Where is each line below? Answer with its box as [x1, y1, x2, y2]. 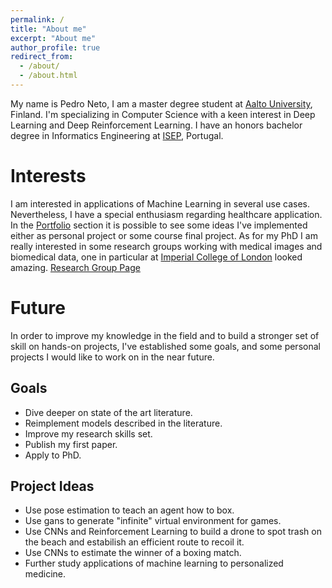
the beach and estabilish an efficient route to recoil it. [24, 536, 245, 548]
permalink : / [10, 14, 65, 25]
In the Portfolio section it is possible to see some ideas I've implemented [10, 219, 308, 231]
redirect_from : [10, 52, 74, 62]
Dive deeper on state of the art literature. [24, 406, 193, 418]
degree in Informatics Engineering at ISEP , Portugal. [10, 129, 224, 141]
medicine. [24, 568, 67, 580]
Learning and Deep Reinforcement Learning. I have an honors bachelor [10, 119, 303, 131]
